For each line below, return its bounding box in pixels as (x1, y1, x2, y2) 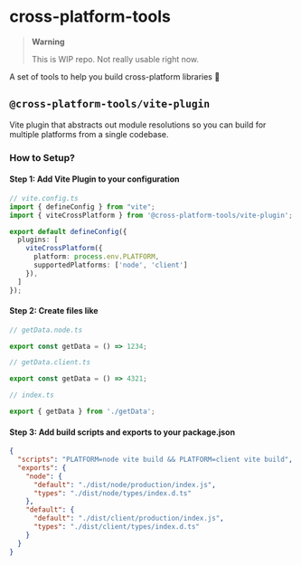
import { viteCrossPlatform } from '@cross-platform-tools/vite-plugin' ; (9, 211, 294, 220)
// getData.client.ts (9, 358, 91, 367)
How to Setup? (9, 151, 75, 164)
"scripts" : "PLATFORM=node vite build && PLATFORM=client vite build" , (17, 455, 294, 465)
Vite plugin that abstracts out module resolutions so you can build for (9, 119, 267, 130)
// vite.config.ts (9, 193, 79, 202)
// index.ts (9, 391, 54, 400)
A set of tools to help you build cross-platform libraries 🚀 (9, 71, 221, 82)
